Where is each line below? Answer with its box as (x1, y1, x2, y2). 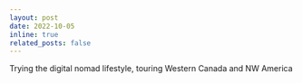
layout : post (9, 13, 59, 23)
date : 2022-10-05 (9, 22, 75, 31)
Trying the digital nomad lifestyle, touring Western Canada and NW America (9, 63, 293, 74)
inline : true (9, 30, 59, 39)
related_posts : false (9, 38, 92, 48)
